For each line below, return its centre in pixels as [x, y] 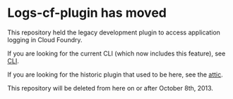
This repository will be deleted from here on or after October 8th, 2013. [110, 88]
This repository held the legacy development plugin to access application [114, 32]
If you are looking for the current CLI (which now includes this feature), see [116, 53]
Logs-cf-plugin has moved [87, 13]
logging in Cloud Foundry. [45, 39]
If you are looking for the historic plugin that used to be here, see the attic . [115, 74]
